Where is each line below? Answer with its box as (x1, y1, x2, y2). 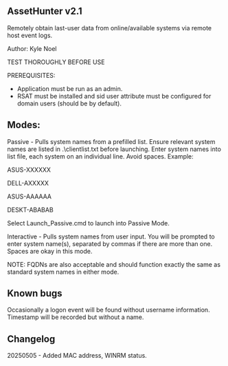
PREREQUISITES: (7, 71, 56, 79)
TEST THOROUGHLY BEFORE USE (7, 58, 105, 66)
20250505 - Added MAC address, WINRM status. (7, 352, 148, 360)
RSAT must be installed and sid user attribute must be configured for (16, 92, 212, 100)
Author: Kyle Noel (7, 44, 57, 52)
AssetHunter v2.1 (7, 6, 82, 17)
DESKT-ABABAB (7, 205, 54, 214)
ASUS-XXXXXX (7, 165, 52, 174)
